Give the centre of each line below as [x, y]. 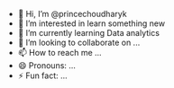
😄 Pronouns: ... [47, 66]
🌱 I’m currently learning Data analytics [89, 33]
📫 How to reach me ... [60, 53]
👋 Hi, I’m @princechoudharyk [73, 14]
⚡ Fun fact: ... [42, 75]
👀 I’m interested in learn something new [91, 23]
